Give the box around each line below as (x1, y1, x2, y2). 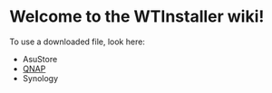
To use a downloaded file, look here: (9, 36, 145, 47)
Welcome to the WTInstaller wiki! (9, 6, 265, 27)
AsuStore (22, 53, 58, 64)
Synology (22, 72, 59, 83)
